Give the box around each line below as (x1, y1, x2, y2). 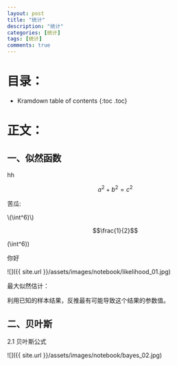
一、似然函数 (7, 152, 62, 164)
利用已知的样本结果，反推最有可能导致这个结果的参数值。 (7, 296, 169, 304)
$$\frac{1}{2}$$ (92, 226, 139, 234)
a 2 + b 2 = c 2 (97, 184, 133, 193)
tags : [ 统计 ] (7, 36, 43, 42)
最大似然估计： (7, 282, 49, 290)
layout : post (7, 10, 45, 17)
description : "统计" (7, 23, 64, 29)
